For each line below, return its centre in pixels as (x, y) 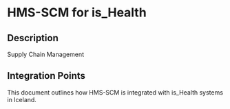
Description (33, 38)
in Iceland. (22, 99)
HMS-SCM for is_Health (77, 13)
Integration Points (46, 76)
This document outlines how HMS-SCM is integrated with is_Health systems (115, 92)
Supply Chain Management (46, 54)
